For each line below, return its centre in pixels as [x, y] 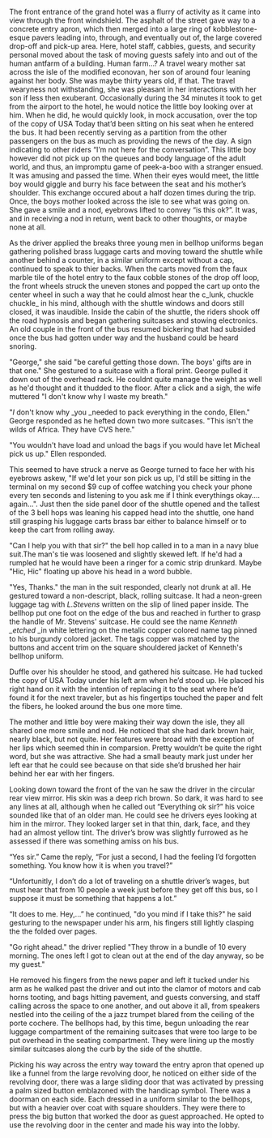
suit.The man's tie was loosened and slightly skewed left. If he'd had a [126, 554]
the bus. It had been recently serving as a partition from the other [118, 132]
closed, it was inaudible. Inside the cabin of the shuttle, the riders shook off [135, 312]
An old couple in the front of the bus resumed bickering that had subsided [132, 329]
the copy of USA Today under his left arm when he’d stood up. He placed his [137, 680]
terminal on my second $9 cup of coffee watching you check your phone [131, 487]
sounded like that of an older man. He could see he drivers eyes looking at [133, 815]
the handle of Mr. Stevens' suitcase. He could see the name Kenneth [123, 621]
